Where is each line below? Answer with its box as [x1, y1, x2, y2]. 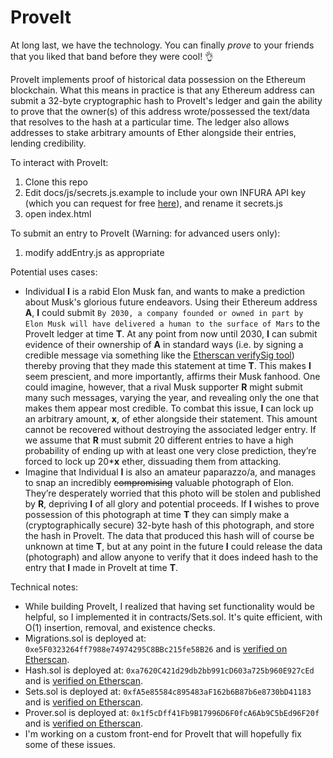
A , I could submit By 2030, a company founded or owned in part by [24, 306, 304, 318]
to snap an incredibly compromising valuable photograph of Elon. [24, 476, 295, 488]
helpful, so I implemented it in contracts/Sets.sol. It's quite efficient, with [24, 611, 323, 623]
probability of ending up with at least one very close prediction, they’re [24, 444, 317, 456]
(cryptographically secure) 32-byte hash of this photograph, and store [24, 519, 315, 531]
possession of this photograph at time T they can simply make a [24, 508, 290, 520]
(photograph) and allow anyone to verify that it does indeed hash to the [24, 551, 319, 563]
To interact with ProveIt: [10, 156, 109, 168]
